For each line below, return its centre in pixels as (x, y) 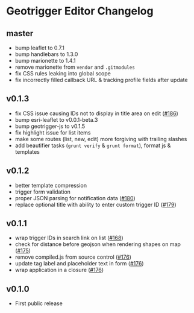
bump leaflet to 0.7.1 (40, 48)
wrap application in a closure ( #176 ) (59, 270)
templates (27, 151)
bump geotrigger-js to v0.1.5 (50, 126)
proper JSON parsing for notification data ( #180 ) (75, 198)
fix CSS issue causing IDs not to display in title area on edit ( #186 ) (97, 113)
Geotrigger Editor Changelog (80, 11)
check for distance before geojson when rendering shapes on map (98, 244)
